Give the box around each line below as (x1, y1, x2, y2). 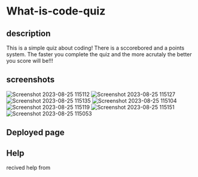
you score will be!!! (6, 57, 53, 64)
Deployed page (6, 127, 65, 138)
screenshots (6, 74, 55, 85)
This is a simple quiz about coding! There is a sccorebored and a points (6, 44, 185, 51)
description (6, 28, 51, 39)
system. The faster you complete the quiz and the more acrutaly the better (6, 51, 193, 58)
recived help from (6, 164, 51, 172)
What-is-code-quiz (6, 4, 106, 18)
